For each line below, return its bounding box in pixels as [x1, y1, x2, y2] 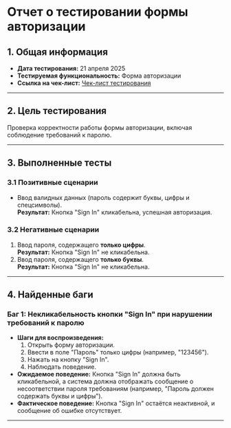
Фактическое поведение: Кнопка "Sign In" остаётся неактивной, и [16, 399, 215, 407]
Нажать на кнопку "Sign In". [27, 355, 109, 364]
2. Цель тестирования [7, 105, 107, 117]
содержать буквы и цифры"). [16, 392, 103, 401]
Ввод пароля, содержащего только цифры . [16, 240, 146, 249]
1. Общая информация [7, 46, 109, 58]
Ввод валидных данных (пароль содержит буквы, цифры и [16, 193, 190, 201]
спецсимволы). [16, 201, 63, 209]
